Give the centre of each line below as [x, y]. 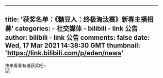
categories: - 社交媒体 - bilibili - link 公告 [77, 29]
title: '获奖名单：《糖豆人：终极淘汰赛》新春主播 [76, 20]
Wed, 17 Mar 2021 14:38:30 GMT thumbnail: [73, 46]
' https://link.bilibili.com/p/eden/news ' [64, 53]
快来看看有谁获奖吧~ [26, 65]
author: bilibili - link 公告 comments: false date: [77, 38]
